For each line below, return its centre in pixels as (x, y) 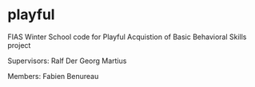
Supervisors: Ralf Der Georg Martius (67, 61)
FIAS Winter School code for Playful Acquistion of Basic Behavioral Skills (127, 37)
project (19, 45)
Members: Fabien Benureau (53, 76)
